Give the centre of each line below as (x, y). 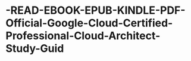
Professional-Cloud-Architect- (83, 36)
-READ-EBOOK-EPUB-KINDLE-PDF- (95, 10)
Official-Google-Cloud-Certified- (89, 23)
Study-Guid (35, 49)
